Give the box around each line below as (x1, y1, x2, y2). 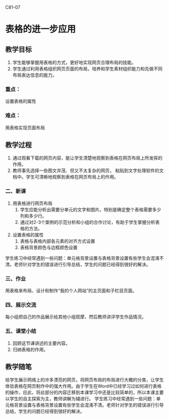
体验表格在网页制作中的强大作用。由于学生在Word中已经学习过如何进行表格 (5, 383, 162, 389)
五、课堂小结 (5, 328, 37, 335)
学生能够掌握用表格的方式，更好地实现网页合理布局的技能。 (12, 59, 136, 65)
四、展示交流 (5, 301, 37, 308)
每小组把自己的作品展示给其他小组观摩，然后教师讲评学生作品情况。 (5, 314, 146, 320)
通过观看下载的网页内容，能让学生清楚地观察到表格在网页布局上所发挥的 (12, 155, 162, 161)
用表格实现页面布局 (5, 125, 45, 131)
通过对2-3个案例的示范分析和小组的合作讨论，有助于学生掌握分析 (20, 219, 156, 225)
